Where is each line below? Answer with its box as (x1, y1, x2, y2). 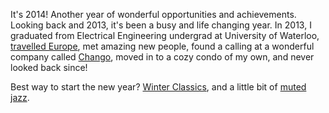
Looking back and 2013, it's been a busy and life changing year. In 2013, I (10, 19, 312, 31)
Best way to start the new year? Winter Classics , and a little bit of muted (10, 81, 307, 93)
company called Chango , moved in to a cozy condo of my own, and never (10, 51, 315, 63)
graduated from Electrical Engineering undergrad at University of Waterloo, (10, 30, 320, 41)
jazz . (10, 92, 30, 103)
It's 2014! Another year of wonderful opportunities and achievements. (10, 9, 297, 20)
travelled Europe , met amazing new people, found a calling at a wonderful (10, 40, 315, 52)
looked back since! (10, 62, 88, 73)
